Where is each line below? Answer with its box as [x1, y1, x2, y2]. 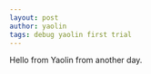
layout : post [9, 13, 59, 23]
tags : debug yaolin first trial [9, 30, 132, 39]
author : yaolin [9, 22, 67, 31]
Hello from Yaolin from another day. [9, 55, 143, 66]
